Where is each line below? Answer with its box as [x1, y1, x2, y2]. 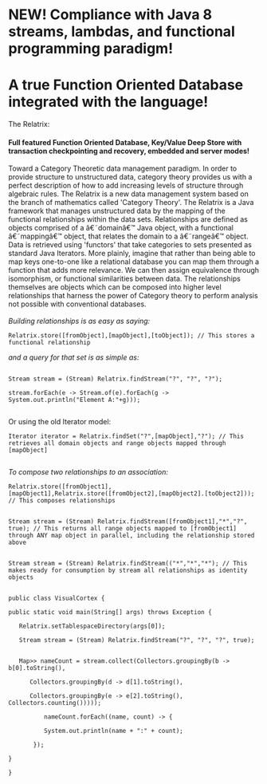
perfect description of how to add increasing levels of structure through [8, 181, 244, 191]
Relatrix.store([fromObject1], [8, 483, 112, 491]
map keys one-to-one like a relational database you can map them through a [8, 257, 260, 266]
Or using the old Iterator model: [8, 417, 112, 427]
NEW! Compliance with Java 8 [8, 6, 213, 24]
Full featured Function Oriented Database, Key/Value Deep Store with [8, 137, 242, 147]
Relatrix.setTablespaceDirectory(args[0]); [18, 622, 166, 631]
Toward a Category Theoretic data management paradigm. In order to [8, 163, 238, 173]
